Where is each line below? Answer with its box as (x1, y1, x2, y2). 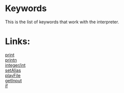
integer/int (5, 62, 26, 68)
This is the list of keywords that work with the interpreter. (5, 19, 119, 25)
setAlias (5, 67, 21, 73)
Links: (5, 36, 31, 47)
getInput (5, 77, 22, 83)
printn (5, 57, 17, 63)
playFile (5, 72, 21, 78)
